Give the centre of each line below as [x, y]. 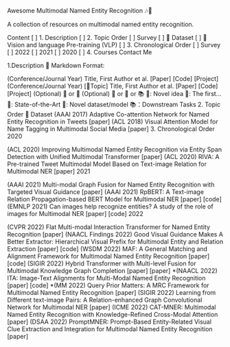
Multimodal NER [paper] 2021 [49, 171]
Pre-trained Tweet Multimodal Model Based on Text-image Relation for [107, 164]
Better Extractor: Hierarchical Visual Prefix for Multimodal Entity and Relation [115, 241]
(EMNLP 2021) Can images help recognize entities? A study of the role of [111, 206]
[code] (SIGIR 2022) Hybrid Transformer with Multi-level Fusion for [102, 263]
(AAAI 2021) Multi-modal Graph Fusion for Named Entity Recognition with [111, 184]
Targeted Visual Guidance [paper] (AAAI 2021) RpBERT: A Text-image [106, 192]
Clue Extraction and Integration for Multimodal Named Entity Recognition [110, 329]
